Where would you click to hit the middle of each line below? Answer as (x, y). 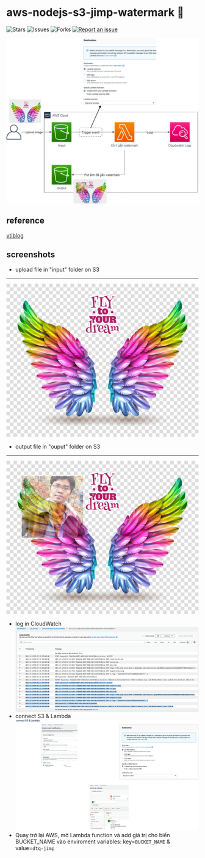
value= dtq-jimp (35, 848)
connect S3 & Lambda (43, 716)
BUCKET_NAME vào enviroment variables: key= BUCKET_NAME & (93, 842)
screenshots (31, 255)
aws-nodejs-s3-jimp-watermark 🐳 (95, 13)
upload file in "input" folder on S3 (57, 269)
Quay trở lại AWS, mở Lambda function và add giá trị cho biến (92, 835)
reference (25, 221)
